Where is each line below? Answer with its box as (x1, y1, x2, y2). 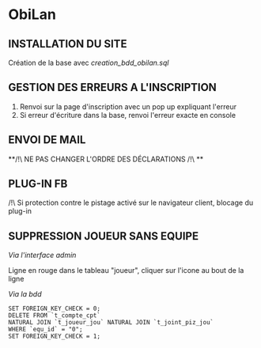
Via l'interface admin (8, 251, 77, 260)
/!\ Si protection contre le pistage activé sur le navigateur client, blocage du (8, 198, 254, 207)
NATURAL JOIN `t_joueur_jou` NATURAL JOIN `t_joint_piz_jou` (8, 319, 214, 327)
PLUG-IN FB (8, 177, 68, 191)
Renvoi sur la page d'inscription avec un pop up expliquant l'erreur (19, 101, 237, 112)
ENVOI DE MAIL (8, 133, 86, 147)
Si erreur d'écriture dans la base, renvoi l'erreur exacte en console (19, 110, 236, 119)
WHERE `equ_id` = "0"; (8, 326, 83, 334)
